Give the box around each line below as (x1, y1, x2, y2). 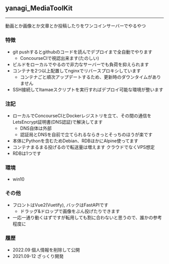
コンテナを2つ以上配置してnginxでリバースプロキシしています (12, 68, 141, 74)
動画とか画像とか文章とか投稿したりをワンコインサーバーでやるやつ (5, 23, 146, 29)
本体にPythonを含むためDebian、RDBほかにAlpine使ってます (12, 138, 139, 144)
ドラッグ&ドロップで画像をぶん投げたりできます (20, 208, 120, 214)
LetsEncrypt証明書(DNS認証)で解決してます (12, 119, 103, 125)
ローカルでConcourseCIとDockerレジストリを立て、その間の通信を (12, 113, 152, 119)
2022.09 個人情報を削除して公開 (12, 247, 80, 253)
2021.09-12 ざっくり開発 (12, 253, 64, 259)
